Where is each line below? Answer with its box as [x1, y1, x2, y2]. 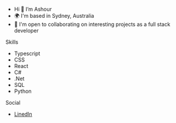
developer [14, 27, 39, 34]
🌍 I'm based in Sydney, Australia [14, 12, 95, 19]
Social [5, 99, 21, 106]
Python [14, 88, 32, 95]
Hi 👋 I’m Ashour [14, 6, 52, 12]
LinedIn [14, 111, 33, 118]
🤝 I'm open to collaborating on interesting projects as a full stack [14, 21, 171, 28]
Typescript [14, 50, 41, 57]
